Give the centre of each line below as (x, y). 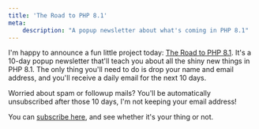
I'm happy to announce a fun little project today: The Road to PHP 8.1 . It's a (129, 53)
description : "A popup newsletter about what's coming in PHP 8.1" (135, 30)
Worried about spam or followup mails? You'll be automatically (110, 93)
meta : (17, 23)
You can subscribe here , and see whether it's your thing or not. (111, 117)
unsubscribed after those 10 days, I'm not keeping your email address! (122, 102)
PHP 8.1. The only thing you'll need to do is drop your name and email (121, 70)
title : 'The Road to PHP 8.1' (58, 15)
